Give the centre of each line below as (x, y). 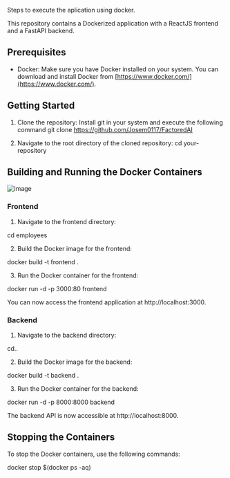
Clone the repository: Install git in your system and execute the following (120, 122)
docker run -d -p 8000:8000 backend (61, 402)
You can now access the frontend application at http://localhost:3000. (107, 302)
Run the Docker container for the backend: (78, 389)
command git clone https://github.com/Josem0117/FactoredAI (105, 129)
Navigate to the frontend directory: (66, 221)
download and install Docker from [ (67, 76)
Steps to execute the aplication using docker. (71, 10)
